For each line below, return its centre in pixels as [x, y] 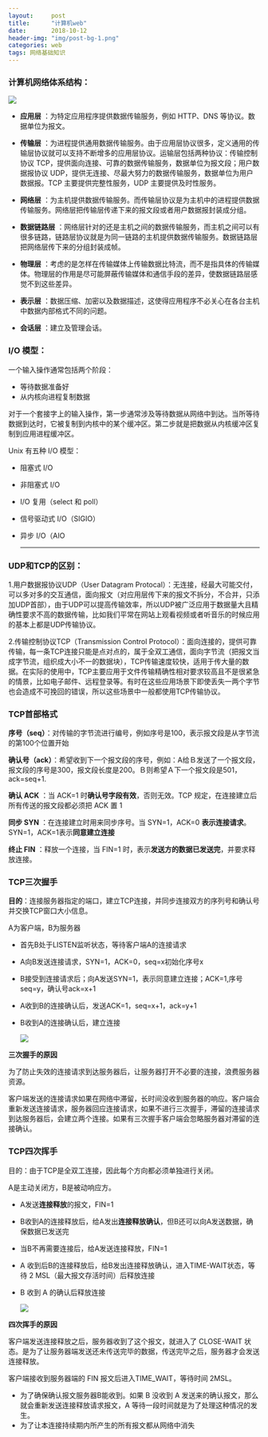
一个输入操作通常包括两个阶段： [61, 369]
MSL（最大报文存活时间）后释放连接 [95, 1275]
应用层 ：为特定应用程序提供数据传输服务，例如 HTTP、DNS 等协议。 [134, 116]
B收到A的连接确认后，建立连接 [70, 1023]
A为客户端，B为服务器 [45, 928]
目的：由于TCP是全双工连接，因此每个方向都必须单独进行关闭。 [113, 1170]
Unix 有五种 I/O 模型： [45, 450]
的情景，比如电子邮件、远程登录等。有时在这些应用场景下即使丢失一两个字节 [134, 681]
